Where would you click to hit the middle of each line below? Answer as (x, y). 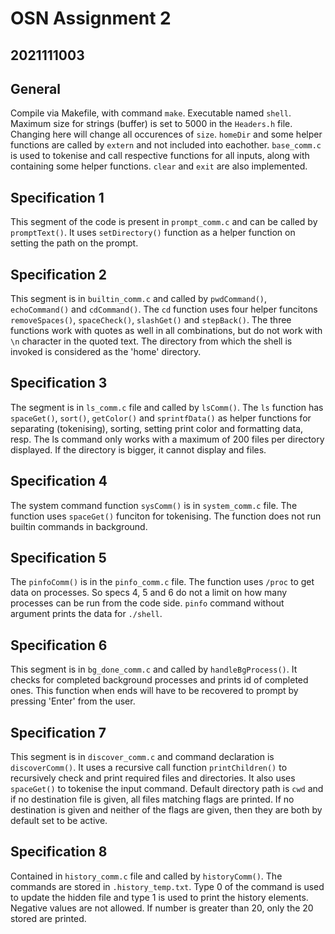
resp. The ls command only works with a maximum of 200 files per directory (167, 439)
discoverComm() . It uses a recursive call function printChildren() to (149, 768)
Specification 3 (59, 383)
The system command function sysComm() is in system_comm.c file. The (154, 505)
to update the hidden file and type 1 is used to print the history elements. (159, 897)
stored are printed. (48, 918)
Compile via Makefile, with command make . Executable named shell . (151, 113)
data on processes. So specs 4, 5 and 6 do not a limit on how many (149, 593)
